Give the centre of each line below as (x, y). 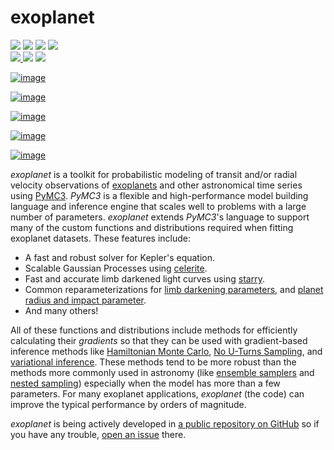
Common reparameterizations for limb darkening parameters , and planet (174, 289)
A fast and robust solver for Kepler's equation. (120, 257)
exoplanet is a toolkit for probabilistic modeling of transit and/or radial (154, 174)
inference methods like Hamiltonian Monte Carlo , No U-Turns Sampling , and (166, 351)
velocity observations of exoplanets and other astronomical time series (156, 185)
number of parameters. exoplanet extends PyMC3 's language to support (160, 217)
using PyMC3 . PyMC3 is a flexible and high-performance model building (159, 195)
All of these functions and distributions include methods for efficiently (154, 330)
